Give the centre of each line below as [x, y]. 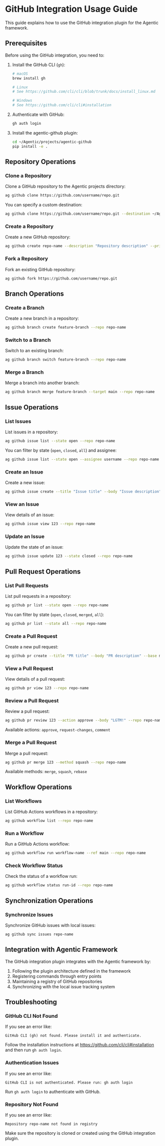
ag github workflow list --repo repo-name [49, 821]
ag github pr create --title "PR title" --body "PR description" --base [81, 656]
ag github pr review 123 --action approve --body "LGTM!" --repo [73, 721]
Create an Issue [24, 472]
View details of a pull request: [35, 679]
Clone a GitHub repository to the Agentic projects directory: [65, 186]
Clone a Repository [28, 175]
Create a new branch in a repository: [42, 318]
